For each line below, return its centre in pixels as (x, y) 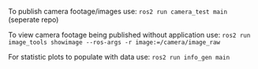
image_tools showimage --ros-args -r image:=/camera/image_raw (114, 42)
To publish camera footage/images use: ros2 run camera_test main (118, 11)
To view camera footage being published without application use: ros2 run (129, 35)
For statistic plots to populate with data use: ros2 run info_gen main (119, 57)
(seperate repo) (34, 20)
